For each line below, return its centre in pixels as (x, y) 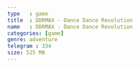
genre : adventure (33, 40)
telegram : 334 (29, 46)
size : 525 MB (26, 53)
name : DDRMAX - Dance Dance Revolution (70, 27)
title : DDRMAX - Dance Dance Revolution (70, 20)
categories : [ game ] (36, 33)
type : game (28, 14)
